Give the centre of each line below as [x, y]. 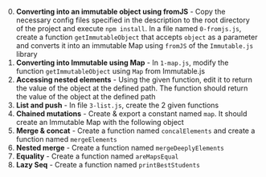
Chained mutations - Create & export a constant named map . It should [131, 114]
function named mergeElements [67, 139]
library [27, 54]
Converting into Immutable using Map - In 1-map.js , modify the [122, 62]
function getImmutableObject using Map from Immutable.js [110, 71]
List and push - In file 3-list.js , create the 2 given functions [117, 105]
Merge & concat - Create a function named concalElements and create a [135, 131]
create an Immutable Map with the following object [100, 122]
